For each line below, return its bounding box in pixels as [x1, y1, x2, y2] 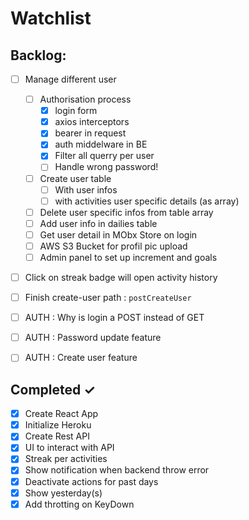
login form [54, 105, 98, 117]
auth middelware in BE [54, 138, 148, 151]
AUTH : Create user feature [24, 352, 138, 364]
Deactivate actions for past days [24, 475, 159, 487]
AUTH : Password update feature [24, 332, 162, 344]
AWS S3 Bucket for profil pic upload [39, 240, 188, 252]
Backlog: [10, 47, 67, 64]
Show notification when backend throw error [24, 464, 210, 476]
